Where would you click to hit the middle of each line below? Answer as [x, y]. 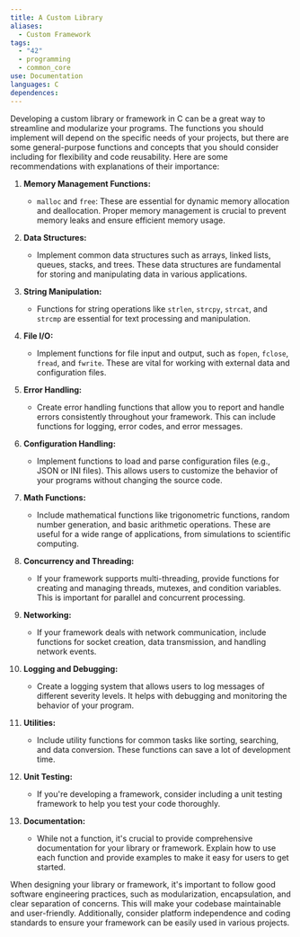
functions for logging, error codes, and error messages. [140, 426]
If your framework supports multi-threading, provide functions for [158, 578]
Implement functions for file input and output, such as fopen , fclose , [163, 353]
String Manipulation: [62, 291]
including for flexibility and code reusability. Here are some [119, 156]
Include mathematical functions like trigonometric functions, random [163, 515]
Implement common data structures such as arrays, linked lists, [154, 255]
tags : [20, 43]
